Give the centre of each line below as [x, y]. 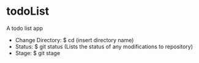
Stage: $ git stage [38, 53]
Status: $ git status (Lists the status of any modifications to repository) [104, 46]
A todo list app [25, 28]
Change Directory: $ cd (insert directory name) [74, 40]
